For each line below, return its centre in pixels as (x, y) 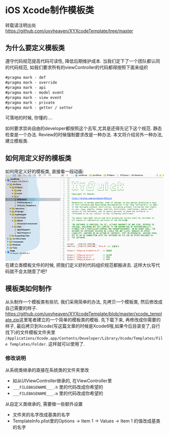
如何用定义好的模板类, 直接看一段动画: (45, 171)
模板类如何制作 (28, 289)
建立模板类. (17, 141)
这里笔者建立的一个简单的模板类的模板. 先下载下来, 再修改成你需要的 (90, 319)
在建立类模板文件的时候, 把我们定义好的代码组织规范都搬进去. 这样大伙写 (80, 265)
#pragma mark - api (26, 88)
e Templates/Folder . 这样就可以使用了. (45, 344)
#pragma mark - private (30, 103)
